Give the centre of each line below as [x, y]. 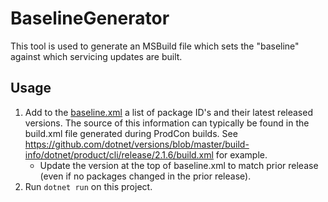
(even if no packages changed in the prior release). [145, 176]
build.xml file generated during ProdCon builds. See [131, 133]
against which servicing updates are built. [96, 56]
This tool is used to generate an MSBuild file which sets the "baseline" [155, 46]
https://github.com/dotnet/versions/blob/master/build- [137, 144]
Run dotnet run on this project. [88, 186]
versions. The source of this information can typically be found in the [167, 123]
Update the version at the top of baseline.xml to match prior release [179, 165]
